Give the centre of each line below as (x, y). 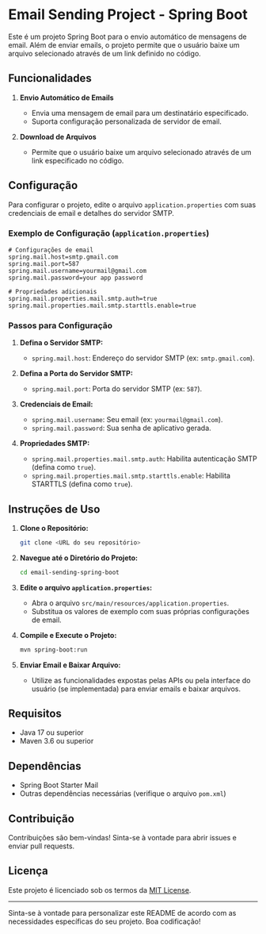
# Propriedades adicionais (53, 291)
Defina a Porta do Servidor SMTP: (76, 374)
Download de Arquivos (58, 136)
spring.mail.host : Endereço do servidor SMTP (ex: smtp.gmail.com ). (143, 358)
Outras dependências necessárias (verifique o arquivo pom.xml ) (123, 794)
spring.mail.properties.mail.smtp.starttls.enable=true (102, 306)
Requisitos (35, 713)
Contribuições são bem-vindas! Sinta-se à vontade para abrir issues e (123, 838)
